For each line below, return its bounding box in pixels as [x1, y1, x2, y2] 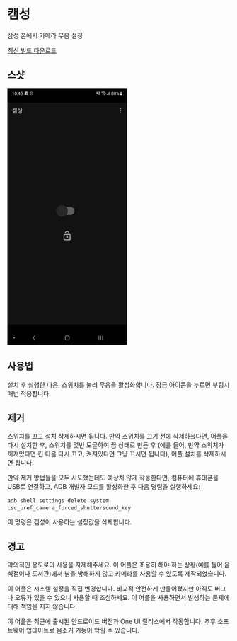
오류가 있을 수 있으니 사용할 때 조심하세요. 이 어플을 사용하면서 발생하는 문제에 [14, 594, 230, 602]
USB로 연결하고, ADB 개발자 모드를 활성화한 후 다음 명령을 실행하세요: [7, 483, 200, 491]
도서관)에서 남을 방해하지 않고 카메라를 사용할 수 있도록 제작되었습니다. [31, 570, 227, 578]
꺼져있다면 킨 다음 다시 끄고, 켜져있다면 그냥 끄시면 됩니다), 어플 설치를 [7, 450, 202, 458]
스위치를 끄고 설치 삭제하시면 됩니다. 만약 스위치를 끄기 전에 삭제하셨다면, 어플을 [7, 432, 229, 441]
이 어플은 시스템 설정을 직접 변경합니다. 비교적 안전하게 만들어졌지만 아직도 [7, 584, 214, 593]
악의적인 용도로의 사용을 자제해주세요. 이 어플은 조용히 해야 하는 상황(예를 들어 [7, 560, 223, 570]
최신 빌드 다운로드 [7, 46, 57, 54]
